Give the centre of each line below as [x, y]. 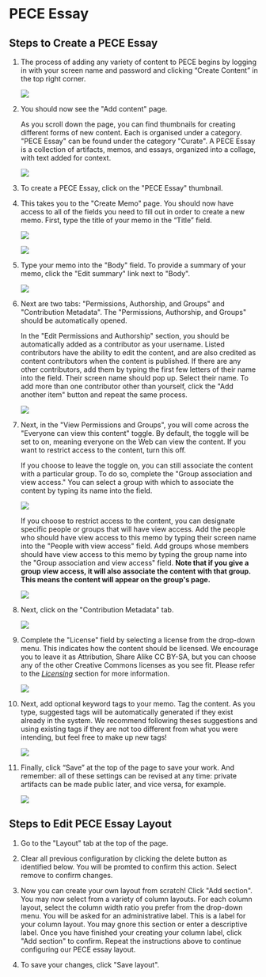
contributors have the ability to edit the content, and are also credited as [138, 352]
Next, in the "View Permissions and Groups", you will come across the [135, 425]
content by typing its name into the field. [86, 490]
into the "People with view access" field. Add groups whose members [134, 546]
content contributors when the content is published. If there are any [131, 361]
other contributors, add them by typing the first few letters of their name [138, 369]
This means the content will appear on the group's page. [115, 579]
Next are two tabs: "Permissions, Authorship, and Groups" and [122, 304]
